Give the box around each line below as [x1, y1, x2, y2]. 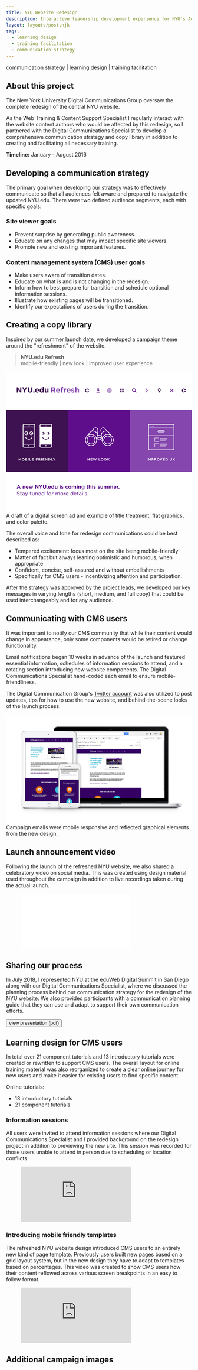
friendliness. [6, 678, 37, 686]
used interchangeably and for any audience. [6, 596, 114, 603]
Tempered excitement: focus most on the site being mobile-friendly [14, 547, 179, 554]
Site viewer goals [6, 217, 57, 226]
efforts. [6, 1008, 24, 1015]
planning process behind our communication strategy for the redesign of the [6, 989, 192, 996]
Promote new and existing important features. [14, 243, 126, 251]
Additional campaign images [6, 1355, 114, 1365]
